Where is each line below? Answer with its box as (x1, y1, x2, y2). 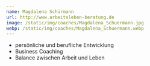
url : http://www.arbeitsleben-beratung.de (6, 14, 114, 20)
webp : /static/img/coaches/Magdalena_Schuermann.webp (6, 25, 145, 32)
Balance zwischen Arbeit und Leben (14, 54, 105, 61)
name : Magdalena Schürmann (6, 8, 74, 15)
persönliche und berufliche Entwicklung (14, 42, 114, 49)
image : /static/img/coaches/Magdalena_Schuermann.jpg (6, 20, 145, 26)
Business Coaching (14, 48, 63, 55)
